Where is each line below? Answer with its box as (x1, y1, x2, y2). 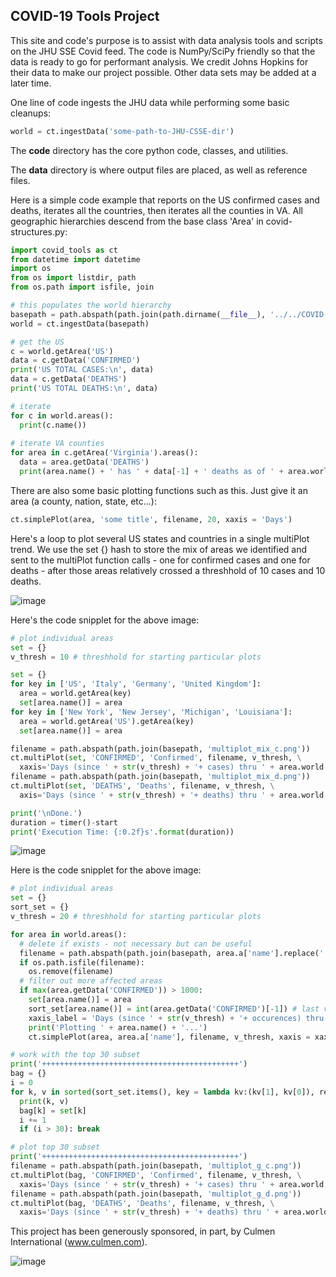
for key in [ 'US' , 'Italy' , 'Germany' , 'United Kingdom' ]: (10, 679, 262, 689)
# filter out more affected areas (19, 976, 163, 986)
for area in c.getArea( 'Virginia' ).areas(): (10, 448, 199, 458)
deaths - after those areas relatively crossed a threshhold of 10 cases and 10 (10, 564, 326, 576)
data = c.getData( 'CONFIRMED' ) (10, 355, 141, 366)
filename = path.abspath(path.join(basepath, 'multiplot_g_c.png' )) (10, 1161, 302, 1171)
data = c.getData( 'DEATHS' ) (10, 374, 128, 384)
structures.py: (10, 225, 68, 238)
